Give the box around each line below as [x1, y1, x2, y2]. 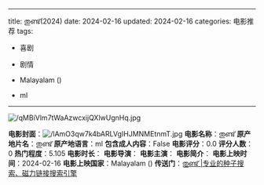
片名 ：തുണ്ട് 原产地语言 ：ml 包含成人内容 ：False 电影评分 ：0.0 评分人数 [14, 139, 247, 148]
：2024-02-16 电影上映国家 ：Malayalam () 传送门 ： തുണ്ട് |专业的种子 [15, 158, 237, 168]
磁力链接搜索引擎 [21, 169, 77, 177]
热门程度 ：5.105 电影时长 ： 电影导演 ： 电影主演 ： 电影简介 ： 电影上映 [14, 149, 241, 158]
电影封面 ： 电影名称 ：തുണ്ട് [8, 129, 236, 138]
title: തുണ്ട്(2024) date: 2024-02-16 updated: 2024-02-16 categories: [8, 16, 232, 26]
